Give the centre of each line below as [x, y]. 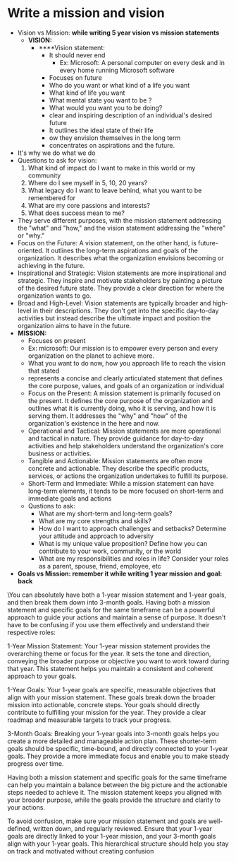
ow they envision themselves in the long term [115, 138]
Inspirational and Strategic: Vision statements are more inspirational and [122, 273]
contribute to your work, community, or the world [110, 551]
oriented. [31, 250]
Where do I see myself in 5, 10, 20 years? [88, 182]
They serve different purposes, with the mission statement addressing [119, 220]
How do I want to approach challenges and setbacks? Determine [132, 528]
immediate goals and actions [70, 498]
